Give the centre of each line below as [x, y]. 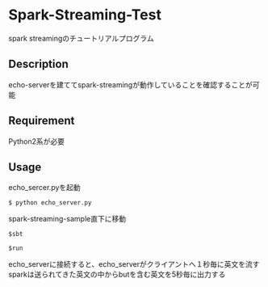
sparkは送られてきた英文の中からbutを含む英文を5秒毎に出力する [117, 274]
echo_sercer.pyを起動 [44, 188]
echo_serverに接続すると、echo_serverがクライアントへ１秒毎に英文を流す [134, 264]
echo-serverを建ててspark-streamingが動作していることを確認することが [130, 84]
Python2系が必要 [37, 141]
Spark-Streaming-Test [85, 15]
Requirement [42, 121]
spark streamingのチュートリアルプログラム [82, 38]
